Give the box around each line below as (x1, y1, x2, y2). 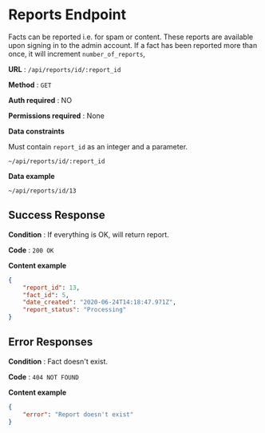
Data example (8, 171, 55, 181)
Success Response (8, 209, 105, 222)
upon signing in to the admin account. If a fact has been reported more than (8, 40, 258, 50)
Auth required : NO (8, 95, 73, 105)
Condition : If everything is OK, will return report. (8, 229, 169, 239)
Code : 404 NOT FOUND (8, 371, 80, 381)
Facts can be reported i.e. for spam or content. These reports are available (8, 32, 254, 42)
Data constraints (8, 126, 65, 136)
